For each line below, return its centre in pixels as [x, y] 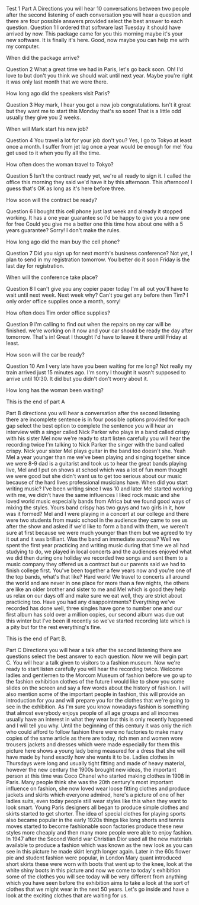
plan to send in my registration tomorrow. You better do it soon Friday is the [98, 259]
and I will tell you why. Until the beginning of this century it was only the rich [99, 726]
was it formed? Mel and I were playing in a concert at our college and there [98, 514]
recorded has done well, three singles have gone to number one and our [94, 608]
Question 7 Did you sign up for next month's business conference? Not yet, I [99, 253]
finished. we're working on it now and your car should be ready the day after [99, 330]
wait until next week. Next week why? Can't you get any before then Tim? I [97, 295]
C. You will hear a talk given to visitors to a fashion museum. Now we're [93, 662]
